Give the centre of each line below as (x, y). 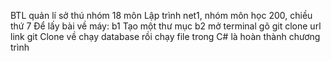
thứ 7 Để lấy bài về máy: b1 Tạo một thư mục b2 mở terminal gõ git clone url (166, 26)
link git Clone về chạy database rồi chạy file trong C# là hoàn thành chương (165, 36)
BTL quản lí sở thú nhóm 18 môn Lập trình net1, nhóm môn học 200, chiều (161, 15)
